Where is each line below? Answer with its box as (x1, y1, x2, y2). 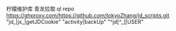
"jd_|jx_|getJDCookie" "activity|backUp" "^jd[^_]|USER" (6, 18, 144, 25)
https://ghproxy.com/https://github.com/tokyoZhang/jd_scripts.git (6, 12, 170, 19)
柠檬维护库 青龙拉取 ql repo (6, 5, 74, 12)
